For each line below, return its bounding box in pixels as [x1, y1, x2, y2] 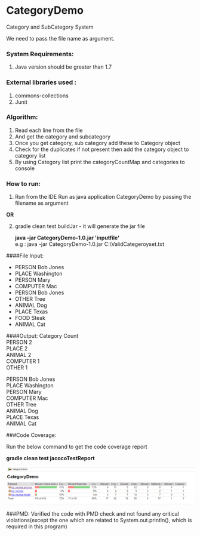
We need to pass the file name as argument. [6, 35, 115, 42]
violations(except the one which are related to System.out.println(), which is [6, 517, 192, 524]
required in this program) [6, 523, 67, 530]
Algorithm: [6, 113, 38, 121]
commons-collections [14, 92, 69, 99]
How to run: [6, 180, 41, 188]
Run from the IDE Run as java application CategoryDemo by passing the [14, 193, 192, 201]
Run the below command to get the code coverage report [6, 443, 147, 451]
